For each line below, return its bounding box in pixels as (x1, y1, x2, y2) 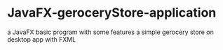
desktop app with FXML (7, 35, 76, 43)
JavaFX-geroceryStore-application (7, 5, 217, 21)
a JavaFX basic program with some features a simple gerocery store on (7, 28, 214, 36)
